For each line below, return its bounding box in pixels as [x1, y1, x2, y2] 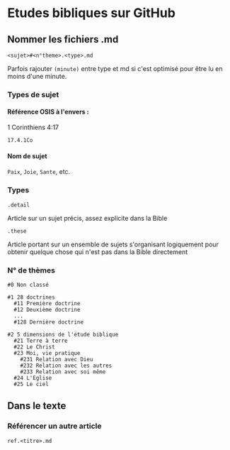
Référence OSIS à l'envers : [7, 107, 90, 116]
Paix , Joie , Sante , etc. [7, 168, 71, 176]
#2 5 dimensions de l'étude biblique [7, 331, 119, 338]
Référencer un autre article [7, 421, 102, 431]
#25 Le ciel [13, 380, 50, 388]
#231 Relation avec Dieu [20, 356, 93, 363]
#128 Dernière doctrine [13, 318, 84, 326]
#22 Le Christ [13, 343, 55, 351]
